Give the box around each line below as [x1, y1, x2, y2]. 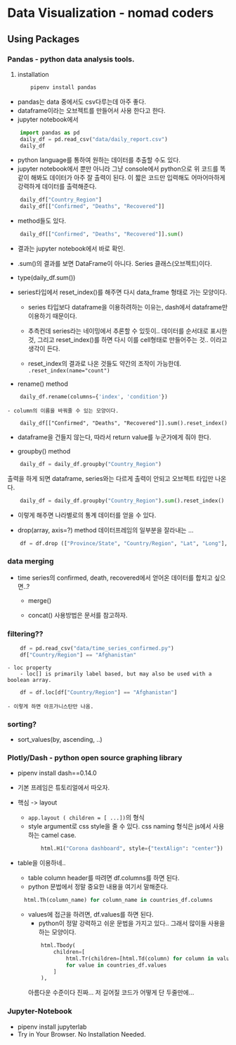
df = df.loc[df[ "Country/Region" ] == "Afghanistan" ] [20, 689, 178, 696]
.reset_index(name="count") [27, 367, 110, 374]
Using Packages [7, 33, 79, 45]
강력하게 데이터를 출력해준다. [17, 182, 97, 191]
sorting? [7, 719, 37, 729]
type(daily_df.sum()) [17, 274, 76, 281]
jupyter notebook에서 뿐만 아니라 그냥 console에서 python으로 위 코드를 [17, 164, 219, 173]
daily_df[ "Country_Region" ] [20, 196, 102, 204]
